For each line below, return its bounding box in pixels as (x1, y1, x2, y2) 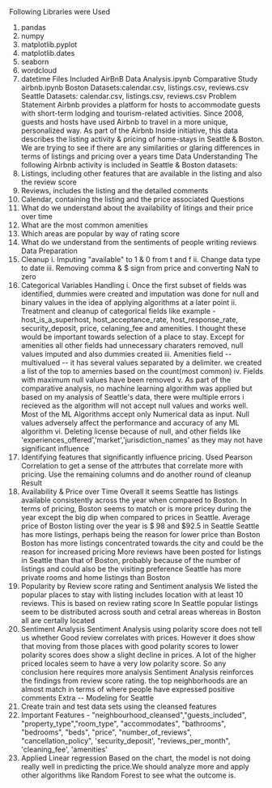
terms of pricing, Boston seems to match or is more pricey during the (20, 504, 252, 513)
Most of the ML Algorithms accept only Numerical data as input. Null (20, 409, 250, 419)
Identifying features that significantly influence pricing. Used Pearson (20, 452, 253, 462)
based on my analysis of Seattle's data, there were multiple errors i (20, 392, 244, 401)
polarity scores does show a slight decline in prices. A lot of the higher (20, 650, 257, 659)
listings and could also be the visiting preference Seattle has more (20, 564, 242, 574)
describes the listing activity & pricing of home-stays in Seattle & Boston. (20, 134, 265, 144)
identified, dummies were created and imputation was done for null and (20, 289, 260, 299)
